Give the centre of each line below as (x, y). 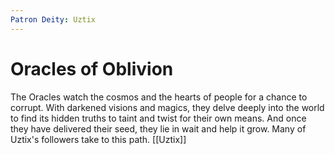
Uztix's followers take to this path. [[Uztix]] (98, 139)
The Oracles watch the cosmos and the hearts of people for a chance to (159, 97)
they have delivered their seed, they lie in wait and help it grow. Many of (158, 128)
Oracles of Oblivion (92, 68)
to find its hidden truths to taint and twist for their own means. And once (158, 118)
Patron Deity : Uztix (53, 19)
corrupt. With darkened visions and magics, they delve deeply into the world (167, 107)
